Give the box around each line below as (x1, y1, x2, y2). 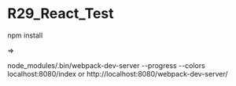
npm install (7, 30, 43, 40)
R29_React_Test (7, 5, 115, 23)
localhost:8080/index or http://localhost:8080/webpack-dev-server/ (7, 69, 229, 78)
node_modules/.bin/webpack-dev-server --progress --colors (7, 60, 205, 70)
